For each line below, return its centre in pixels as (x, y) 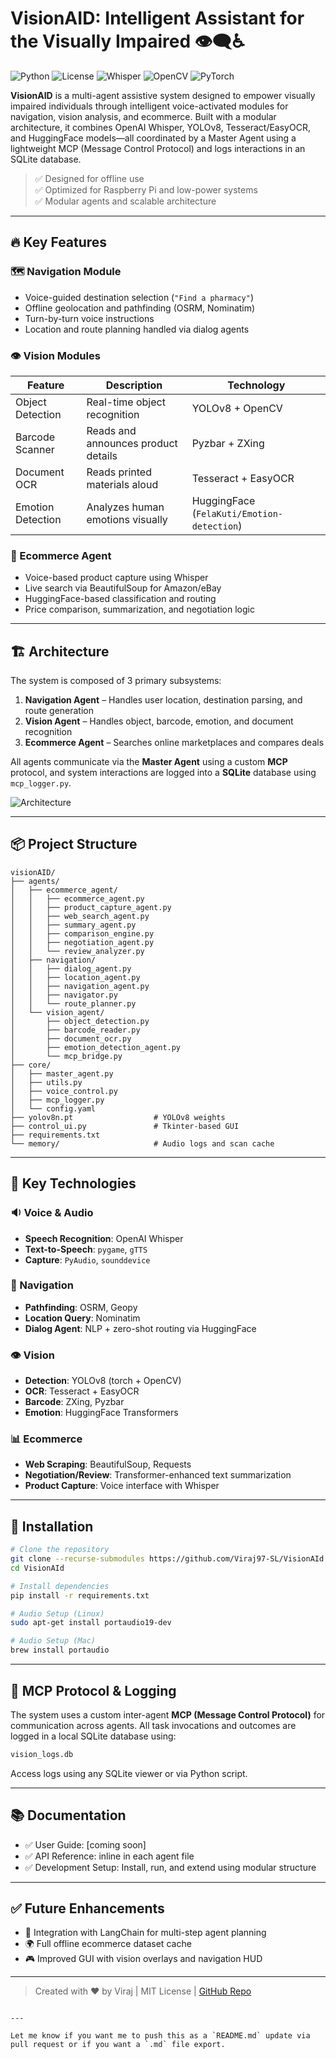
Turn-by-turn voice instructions (89, 318)
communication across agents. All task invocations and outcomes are (153, 1725)
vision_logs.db (42, 1754)
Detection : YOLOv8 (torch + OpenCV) (103, 1381)
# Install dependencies (60, 1586)
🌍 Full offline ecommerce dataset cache (108, 1944)
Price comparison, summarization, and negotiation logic (139, 609)
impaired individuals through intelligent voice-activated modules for (149, 106)
